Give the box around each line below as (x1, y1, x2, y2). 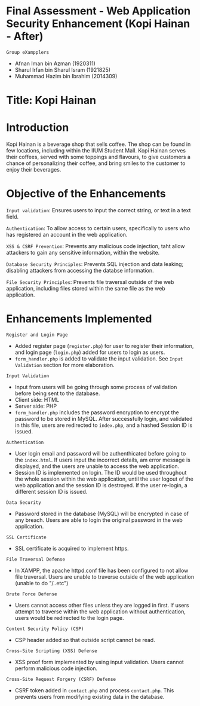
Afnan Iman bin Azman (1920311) (14, 60, 96, 67)
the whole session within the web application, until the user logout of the (14, 475, 194, 482)
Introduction (6, 121, 69, 135)
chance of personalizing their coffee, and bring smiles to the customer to (6, 160, 186, 167)
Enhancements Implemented (6, 312, 152, 326)
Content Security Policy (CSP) (6, 626, 84, 632)
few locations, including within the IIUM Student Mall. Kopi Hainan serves (6, 147, 186, 154)
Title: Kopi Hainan (6, 94, 97, 107)
